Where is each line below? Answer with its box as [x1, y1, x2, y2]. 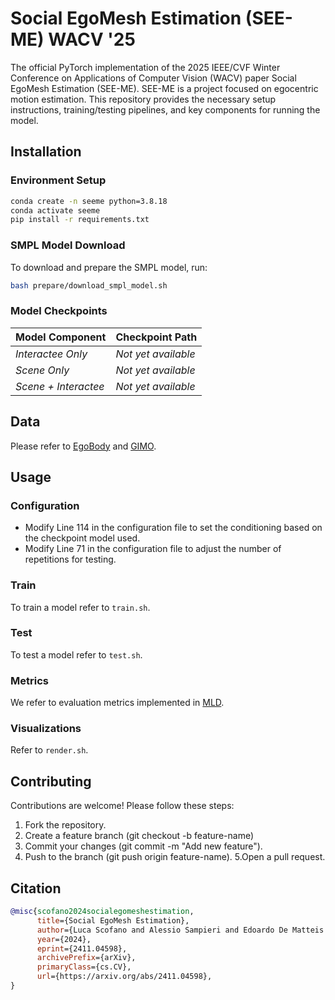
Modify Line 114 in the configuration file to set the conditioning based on [24, 522, 323, 534]
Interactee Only [15, 347, 88, 361]
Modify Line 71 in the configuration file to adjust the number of [24, 543, 282, 555]
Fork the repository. [24, 819, 107, 831]
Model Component [15, 330, 107, 344]
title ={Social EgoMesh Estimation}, [36, 915, 190, 926]
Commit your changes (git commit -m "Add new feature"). [24, 840, 263, 852]
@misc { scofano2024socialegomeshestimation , [10, 907, 195, 917]
